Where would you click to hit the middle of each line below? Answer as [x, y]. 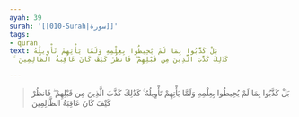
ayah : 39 [26, 18]
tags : [19, 34]
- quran [24, 43]
